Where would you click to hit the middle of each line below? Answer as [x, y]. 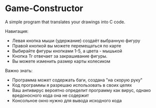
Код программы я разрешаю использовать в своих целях [72, 85]
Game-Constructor [44, 8]
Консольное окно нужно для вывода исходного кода [67, 100]
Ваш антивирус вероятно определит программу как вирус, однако [81, 90]
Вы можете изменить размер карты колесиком [61, 61]
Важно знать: [19, 70]
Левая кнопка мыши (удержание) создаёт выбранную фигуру [76, 40]
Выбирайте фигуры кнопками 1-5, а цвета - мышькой [67, 51]
